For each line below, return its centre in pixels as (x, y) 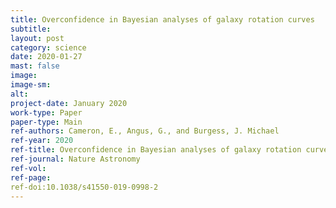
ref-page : (31, 177)
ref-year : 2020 (42, 141)
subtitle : (31, 29)
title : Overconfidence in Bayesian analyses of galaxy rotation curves (162, 19)
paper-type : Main (46, 122)
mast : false (35, 66)
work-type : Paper (46, 112)
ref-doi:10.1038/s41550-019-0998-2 (84, 187)
